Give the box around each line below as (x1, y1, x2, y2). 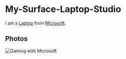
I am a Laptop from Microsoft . (5, 20, 66, 26)
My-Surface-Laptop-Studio (5, 3, 122, 15)
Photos (5, 34, 28, 43)
